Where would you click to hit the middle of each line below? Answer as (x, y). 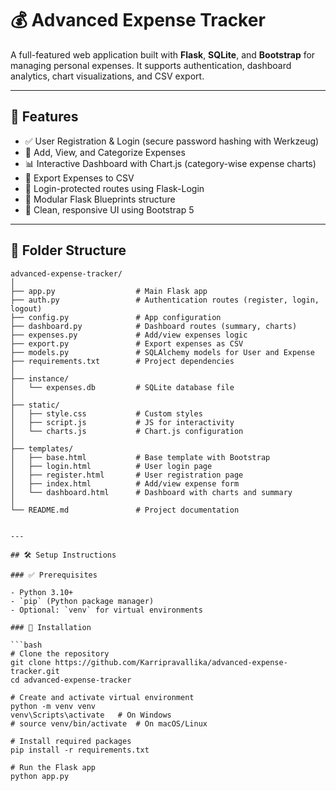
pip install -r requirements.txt (80, 750)
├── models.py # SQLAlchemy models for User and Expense (162, 352)
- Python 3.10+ (42, 592)
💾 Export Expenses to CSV (79, 178)
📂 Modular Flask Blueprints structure (100, 199)
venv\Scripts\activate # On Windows (91, 715)
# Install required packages (71, 741)
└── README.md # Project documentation (125, 510)
